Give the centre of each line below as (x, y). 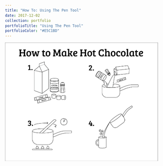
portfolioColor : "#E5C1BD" (32, 31)
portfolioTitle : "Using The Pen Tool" (44, 26)
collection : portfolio (28, 20)
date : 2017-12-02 (23, 15)
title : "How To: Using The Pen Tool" (43, 10)
